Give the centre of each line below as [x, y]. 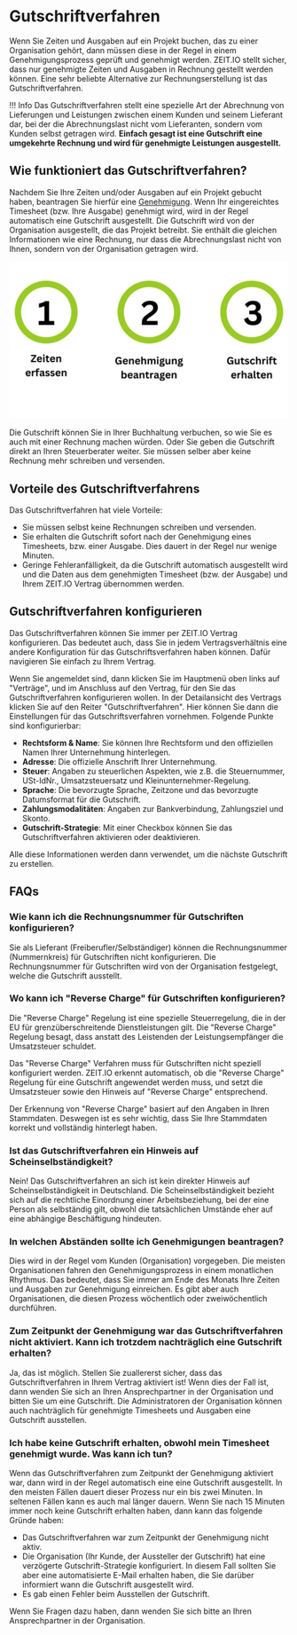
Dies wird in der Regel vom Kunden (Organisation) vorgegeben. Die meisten [147, 1261]
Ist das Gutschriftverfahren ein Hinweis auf [104, 1151]
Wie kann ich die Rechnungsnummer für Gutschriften [126, 917]
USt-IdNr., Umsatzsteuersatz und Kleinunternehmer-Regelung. [136, 780]
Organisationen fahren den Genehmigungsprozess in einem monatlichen [141, 1270]
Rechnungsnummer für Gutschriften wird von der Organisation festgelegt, [144, 966]
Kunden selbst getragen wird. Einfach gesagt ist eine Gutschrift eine [136, 133]
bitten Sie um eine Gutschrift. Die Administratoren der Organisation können [145, 1401]
